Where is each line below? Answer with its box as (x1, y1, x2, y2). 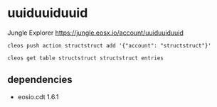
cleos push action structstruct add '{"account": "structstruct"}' (7, 42, 212, 49)
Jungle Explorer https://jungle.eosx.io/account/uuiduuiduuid (7, 28, 184, 37)
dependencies (7, 74, 73, 86)
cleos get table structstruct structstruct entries (7, 55, 164, 62)
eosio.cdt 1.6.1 (17, 92, 59, 101)
